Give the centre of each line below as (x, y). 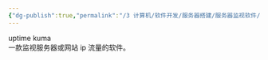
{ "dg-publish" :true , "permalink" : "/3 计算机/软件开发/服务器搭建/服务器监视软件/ (134, 15)
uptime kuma (30, 38)
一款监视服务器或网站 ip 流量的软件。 (69, 47)
